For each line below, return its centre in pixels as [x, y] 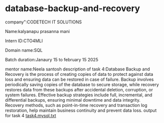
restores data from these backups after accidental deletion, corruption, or [79, 89]
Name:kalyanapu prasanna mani [37, 31]
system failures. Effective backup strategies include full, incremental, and [79, 95]
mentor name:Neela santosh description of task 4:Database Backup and [78, 69]
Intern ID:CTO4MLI [24, 41]
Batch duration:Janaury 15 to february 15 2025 [52, 59]
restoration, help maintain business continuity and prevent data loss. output [81, 110]
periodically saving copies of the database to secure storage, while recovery [82, 84]
